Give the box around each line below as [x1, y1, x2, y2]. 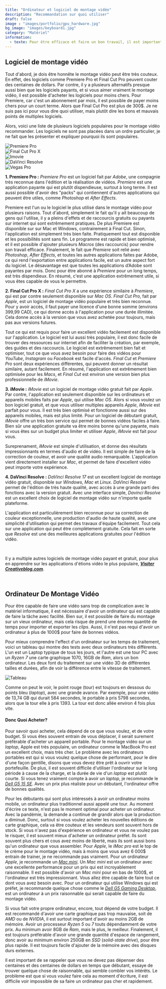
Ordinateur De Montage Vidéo [5, 590, 99, 598]
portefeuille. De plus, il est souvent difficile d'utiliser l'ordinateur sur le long [5, 765, 158, 771]
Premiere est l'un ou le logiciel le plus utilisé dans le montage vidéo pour [5, 204, 153, 210]
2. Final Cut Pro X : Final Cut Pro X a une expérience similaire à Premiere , [5, 288, 155, 294]
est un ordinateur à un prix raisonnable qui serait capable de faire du [5, 890, 145, 896]
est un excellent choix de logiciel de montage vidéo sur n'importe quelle [5, 494, 152, 501]
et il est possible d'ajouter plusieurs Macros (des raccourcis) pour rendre [5, 241, 154, 247]
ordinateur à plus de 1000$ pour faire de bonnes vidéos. [5, 629, 120, 635]
